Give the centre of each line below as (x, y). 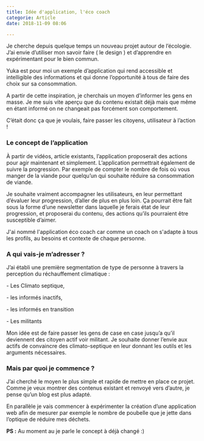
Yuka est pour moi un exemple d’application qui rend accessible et (90, 71)
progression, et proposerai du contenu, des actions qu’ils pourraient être (97, 213)
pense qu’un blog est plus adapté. (49, 395)
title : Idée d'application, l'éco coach (58, 12)
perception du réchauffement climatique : (58, 274)
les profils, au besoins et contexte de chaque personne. (76, 238)
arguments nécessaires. (37, 352)
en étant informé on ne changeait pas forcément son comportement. (92, 109)
